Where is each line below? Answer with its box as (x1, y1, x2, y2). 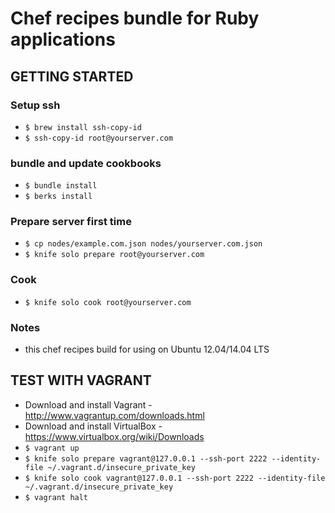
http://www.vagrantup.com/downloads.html (24, 409, 205, 421)
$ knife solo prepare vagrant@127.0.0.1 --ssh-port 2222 (24, 453, 268, 464)
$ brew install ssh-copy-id (24, 122, 142, 132)
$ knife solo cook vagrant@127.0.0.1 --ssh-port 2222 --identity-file (24, 473, 326, 483)
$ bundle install (24, 181, 98, 191)
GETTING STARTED (10, 68, 134, 85)
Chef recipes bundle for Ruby (10, 7, 260, 30)
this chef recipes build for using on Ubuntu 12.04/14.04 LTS (24, 343, 270, 356)
